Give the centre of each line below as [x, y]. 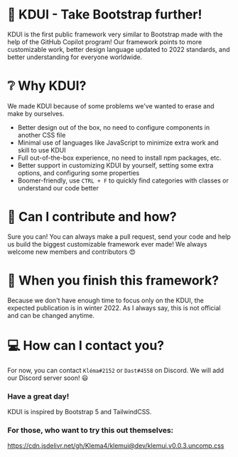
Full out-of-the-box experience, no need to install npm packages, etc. [119, 158]
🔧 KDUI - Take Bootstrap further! [105, 15]
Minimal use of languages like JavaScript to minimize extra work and [118, 143]
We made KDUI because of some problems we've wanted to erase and [111, 106]
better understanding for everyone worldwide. [75, 57]
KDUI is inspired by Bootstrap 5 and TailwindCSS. [80, 411]
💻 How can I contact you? [86, 345]
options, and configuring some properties [79, 173]
